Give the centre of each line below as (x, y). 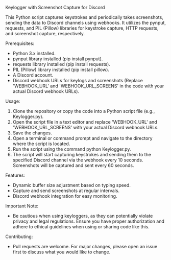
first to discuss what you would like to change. (62, 252)
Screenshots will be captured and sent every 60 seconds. (73, 165)
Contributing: (19, 237)
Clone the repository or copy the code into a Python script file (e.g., (84, 111)
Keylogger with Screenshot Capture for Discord (55, 7)
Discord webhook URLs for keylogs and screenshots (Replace (78, 80)
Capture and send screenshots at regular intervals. (66, 191)
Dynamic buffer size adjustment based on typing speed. (72, 185)
